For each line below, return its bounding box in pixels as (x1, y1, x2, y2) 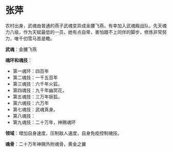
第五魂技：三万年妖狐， (12, 93, 62, 100)
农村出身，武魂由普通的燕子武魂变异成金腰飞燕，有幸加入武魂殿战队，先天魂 (5, 23, 167, 29)
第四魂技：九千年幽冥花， (12, 87, 67, 93)
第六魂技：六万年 (12, 100, 49, 106)
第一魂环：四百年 (12, 68, 49, 74)
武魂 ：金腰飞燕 (5, 46, 37, 52)
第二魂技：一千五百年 (12, 74, 58, 80)
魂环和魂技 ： (5, 57, 32, 63)
